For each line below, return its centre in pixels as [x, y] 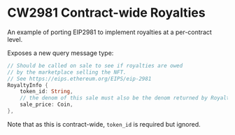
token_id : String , [47, 92]
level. [15, 39]
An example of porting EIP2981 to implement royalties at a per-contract [109, 32]
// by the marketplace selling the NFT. [67, 72]
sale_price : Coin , [47, 105]
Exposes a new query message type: [60, 53]
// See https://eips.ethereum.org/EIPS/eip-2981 [79, 79]
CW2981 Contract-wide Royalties [106, 13]
